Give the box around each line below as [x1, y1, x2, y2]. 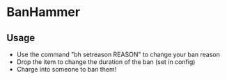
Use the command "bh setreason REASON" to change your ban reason [16, 50, 221, 58]
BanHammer [6, 4, 81, 20]
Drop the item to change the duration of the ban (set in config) [16, 58, 196, 66]
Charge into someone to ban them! [16, 65, 117, 73]
